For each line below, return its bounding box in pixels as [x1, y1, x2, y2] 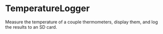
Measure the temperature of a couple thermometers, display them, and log [5, 19, 158, 25]
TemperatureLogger [5, 3, 90, 14]
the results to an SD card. [5, 24, 57, 30]
